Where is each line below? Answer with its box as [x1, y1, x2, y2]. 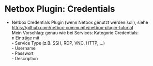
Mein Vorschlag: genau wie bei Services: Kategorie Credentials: [11, 30, 139, 35]
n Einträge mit [11, 35, 40, 41]
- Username [11, 45, 36, 51]
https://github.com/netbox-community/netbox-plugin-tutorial [11, 24, 134, 30]
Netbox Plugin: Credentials [4, 3, 115, 15]
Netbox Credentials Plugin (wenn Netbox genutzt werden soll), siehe [11, 19, 149, 25]
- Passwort [11, 50, 34, 56]
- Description [11, 55, 38, 61]
